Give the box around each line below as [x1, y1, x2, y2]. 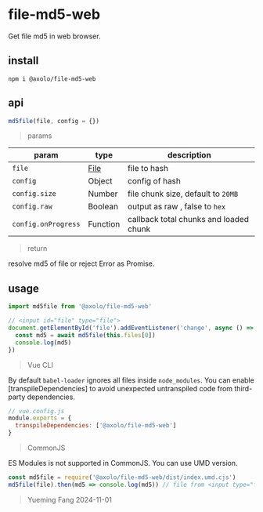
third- [234, 383, 253, 393]
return [27, 244, 48, 253]
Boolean [88, 202, 119, 212]
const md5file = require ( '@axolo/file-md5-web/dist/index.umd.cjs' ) [8, 474, 236, 481]
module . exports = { [8, 414, 72, 423]
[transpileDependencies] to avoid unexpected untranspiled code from [8, 383, 233, 393]
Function [88, 219, 121, 230]
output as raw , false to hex [128, 202, 226, 212]
